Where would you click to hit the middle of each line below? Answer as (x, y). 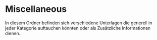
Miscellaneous (36, 9)
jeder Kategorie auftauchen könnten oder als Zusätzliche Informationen (78, 28)
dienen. (13, 33)
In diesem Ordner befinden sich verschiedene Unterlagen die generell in (79, 23)
